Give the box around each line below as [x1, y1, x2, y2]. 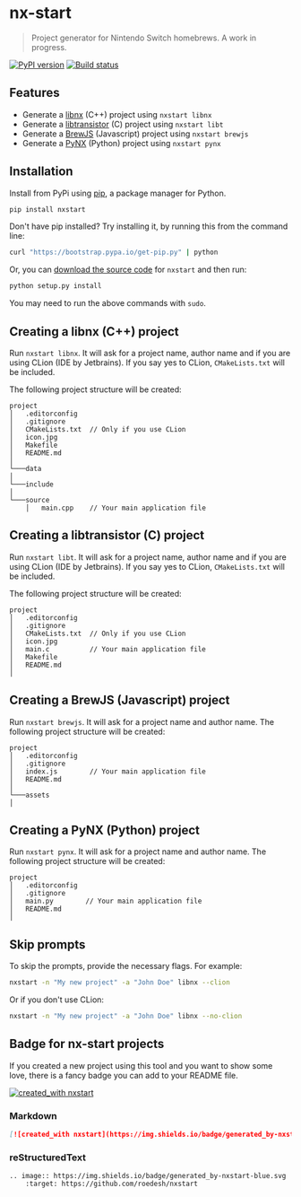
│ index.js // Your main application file [9, 766, 206, 776]
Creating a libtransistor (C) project [9, 528, 205, 543]
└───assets [9, 791, 50, 799]
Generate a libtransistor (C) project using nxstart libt [21, 118, 224, 129]
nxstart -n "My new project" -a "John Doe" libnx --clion [9, 978, 230, 987]
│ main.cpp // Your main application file [25, 503, 206, 512]
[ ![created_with [9, 1130, 70, 1140]
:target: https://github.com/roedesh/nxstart [25, 1179, 199, 1189]
